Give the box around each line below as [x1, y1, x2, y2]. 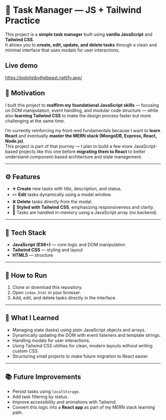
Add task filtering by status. [12, 393, 69, 400]
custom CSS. [12, 348, 39, 354]
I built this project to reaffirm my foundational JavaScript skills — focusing [5, 102, 159, 108]
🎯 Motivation [5, 89, 45, 97]
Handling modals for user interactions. [12, 337, 90, 343]
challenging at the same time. [5, 118, 65, 124]
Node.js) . [5, 138, 25, 144]
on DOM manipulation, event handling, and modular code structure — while [5, 107, 159, 113]
